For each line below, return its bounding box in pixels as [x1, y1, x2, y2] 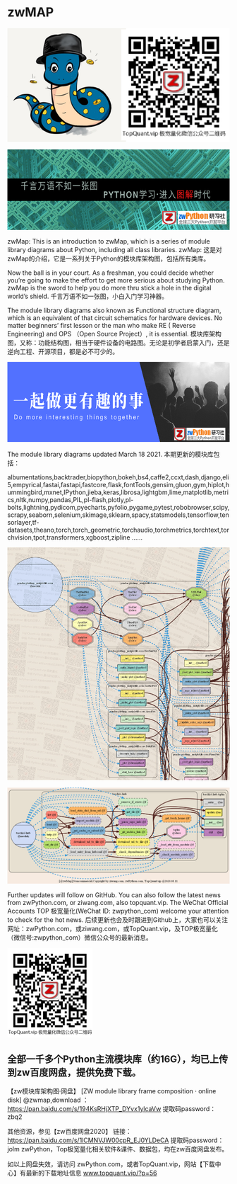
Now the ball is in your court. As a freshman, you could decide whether [7, 268, 214, 277]
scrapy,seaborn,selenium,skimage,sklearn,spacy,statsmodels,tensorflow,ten [7, 511, 229, 519]
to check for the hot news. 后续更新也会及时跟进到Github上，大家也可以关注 [7, 915, 228, 924]
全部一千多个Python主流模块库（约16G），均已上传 [7, 1053, 229, 1066]
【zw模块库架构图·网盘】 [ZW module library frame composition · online [7, 1086, 217, 1095]
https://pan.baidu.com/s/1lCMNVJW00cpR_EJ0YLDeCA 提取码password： [7, 1136, 224, 1144]
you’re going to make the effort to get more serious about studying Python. [7, 275, 225, 284]
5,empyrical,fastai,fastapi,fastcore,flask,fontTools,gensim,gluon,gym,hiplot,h [7, 481, 230, 489]
